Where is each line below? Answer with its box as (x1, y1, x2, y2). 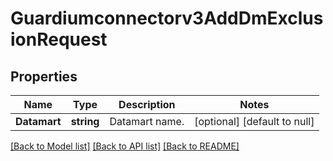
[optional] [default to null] (194, 115, 315, 128)
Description (118, 98, 176, 111)
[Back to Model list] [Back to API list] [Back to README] (10, 140, 240, 152)
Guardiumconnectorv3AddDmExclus (10, 7, 324, 30)
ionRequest (10, 28, 108, 51)
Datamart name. (109, 115, 185, 128)
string (70, 115, 100, 128)
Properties (10, 68, 78, 85)
